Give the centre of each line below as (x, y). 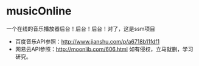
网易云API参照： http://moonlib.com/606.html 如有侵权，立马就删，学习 (104, 49)
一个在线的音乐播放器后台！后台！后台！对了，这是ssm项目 (81, 28)
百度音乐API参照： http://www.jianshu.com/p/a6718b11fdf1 (87, 41)
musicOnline (39, 11)
